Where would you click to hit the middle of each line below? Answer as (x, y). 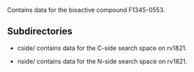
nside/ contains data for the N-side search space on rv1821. (102, 61)
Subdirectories (40, 31)
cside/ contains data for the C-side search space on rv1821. (102, 48)
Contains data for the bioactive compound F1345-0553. (86, 10)
